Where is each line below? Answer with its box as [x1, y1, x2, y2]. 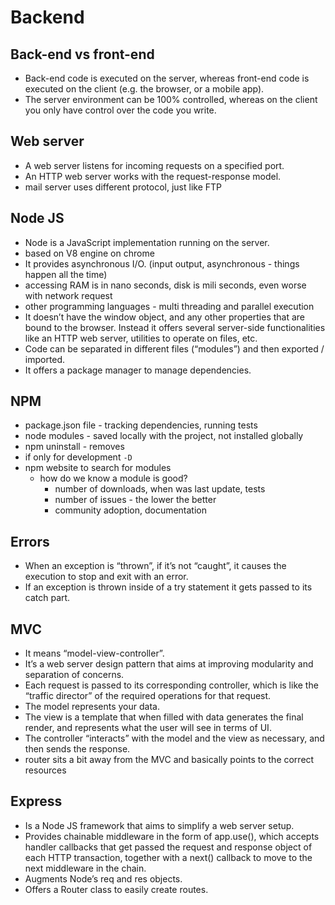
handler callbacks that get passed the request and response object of [24, 841, 313, 853]
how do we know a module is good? [39, 472, 188, 485]
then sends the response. [24, 743, 131, 755]
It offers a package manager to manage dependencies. [24, 364, 252, 376]
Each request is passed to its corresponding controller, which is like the [24, 679, 319, 691]
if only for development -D [24, 451, 133, 463]
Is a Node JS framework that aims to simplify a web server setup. [24, 819, 295, 831]
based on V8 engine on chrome [24, 247, 155, 259]
